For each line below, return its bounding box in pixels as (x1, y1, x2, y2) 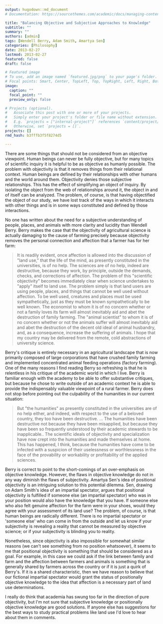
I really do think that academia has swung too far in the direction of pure (5, 594, 149, 600)
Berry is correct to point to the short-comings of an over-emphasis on (5, 466, 145, 472)
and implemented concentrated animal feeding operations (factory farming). (5, 359, 158, 365)
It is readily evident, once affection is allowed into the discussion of (16, 252, 151, 258)
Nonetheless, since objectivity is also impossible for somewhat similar (5, 538, 145, 544)
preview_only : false (9, 97, 51, 102)
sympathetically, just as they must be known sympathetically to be (16, 299, 150, 304)
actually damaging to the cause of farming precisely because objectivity (5, 232, 149, 238)
